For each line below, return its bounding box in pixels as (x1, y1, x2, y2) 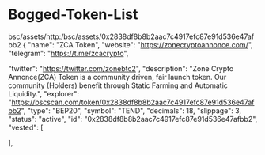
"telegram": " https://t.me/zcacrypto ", (8, 48, 129, 58)
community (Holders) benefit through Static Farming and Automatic (8, 81, 228, 90)
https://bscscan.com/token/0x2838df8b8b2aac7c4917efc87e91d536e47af (11, 97, 255, 107)
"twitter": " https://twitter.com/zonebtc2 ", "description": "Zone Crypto (8, 63, 234, 73)
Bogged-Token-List (8, 6, 138, 24)
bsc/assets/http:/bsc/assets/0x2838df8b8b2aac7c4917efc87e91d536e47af (8, 32, 255, 41)
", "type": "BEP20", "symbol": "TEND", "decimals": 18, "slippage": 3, (21, 105, 241, 115)
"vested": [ (8, 123, 44, 132)
